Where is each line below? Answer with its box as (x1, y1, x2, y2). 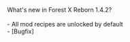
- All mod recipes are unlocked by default (7, 20, 124, 28)
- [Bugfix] (7, 27, 34, 35)
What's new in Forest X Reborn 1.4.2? (7, 6, 112, 14)
